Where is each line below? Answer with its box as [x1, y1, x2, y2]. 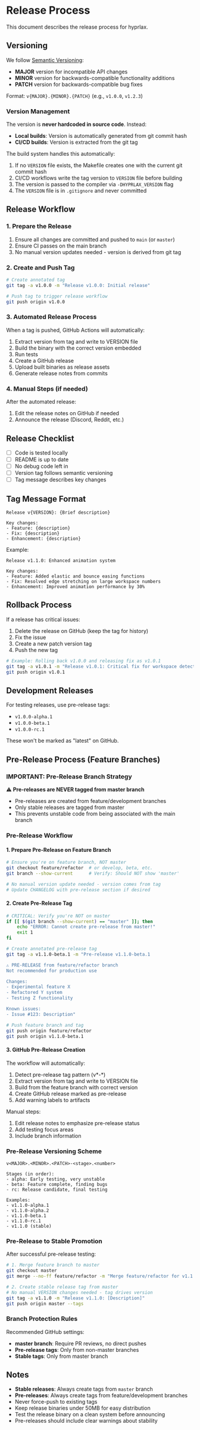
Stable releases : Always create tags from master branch [14, 1385, 154, 1393]
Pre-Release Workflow [6, 831, 73, 839]
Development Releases [6, 685, 93, 696]
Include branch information [14, 1132, 82, 1139]
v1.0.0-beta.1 [14, 720, 50, 727]
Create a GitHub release [14, 357, 74, 364]
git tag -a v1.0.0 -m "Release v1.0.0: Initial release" [6, 282, 151, 288]
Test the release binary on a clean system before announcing [14, 1411, 165, 1418]
